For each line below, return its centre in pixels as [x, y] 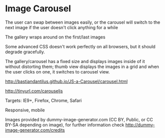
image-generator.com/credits [35, 130]
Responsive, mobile [25, 110]
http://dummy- [140, 125]
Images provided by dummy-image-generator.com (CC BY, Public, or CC [79, 119]
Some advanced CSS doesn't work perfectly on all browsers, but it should [80, 46]
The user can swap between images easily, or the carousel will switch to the [83, 22]
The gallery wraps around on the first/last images [55, 37]
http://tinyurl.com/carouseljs [34, 91]
